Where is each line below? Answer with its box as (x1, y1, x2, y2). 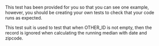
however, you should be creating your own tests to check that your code (5, 9, 154, 15)
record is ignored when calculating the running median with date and (5, 30, 147, 35)
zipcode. (5, 35, 23, 41)
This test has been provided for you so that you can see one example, (5, 4, 149, 10)
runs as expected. (5, 15, 42, 20)
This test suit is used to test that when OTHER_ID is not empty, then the (5, 24, 152, 30)
